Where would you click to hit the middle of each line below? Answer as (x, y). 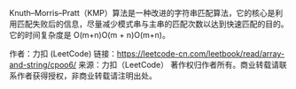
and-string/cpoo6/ (43, 65)
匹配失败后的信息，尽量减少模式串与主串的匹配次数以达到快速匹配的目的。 (152, 24)
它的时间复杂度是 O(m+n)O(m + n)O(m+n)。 (90, 35)
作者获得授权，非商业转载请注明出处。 (86, 76)
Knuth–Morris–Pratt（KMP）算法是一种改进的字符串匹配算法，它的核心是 (142, 13)
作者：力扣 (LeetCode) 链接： (63, 54)
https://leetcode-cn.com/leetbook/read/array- (201, 54)
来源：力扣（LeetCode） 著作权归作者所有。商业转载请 (179, 65)
